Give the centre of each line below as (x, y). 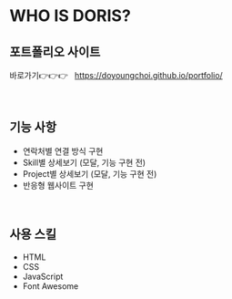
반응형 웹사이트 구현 (58, 185)
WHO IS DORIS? (71, 16)
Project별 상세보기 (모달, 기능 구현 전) (90, 173)
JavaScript (43, 276)
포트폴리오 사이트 (55, 52)
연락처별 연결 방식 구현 (63, 150)
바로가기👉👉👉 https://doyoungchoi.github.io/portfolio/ (116, 75)
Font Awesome (50, 286)
